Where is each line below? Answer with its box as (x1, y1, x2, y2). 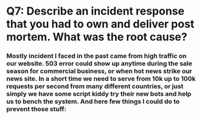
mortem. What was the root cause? (6, 30, 187, 44)
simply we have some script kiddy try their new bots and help (6, 90, 192, 98)
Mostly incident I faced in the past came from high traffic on (6, 52, 187, 60)
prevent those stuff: (6, 105, 67, 114)
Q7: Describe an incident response (6, 4, 184, 18)
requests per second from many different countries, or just (6, 82, 184, 90)
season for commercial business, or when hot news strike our (6, 67, 193, 75)
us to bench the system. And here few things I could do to (6, 97, 180, 106)
